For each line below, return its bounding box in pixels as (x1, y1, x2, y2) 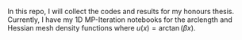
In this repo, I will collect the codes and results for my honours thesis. (7, 7, 235, 16)
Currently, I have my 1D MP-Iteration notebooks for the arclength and (7, 15, 233, 24)
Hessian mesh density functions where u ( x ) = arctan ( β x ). (7, 24, 196, 32)
